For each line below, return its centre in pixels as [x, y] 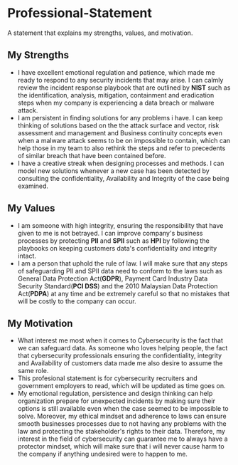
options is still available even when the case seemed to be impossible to [123, 409]
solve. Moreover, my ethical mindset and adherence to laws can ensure [122, 416]
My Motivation [40, 323]
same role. [33, 371]
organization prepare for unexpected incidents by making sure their [116, 401]
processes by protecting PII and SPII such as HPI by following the [113, 241]
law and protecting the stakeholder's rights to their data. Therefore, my [121, 432]
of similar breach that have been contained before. [92, 155]
